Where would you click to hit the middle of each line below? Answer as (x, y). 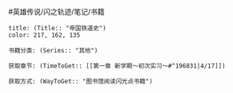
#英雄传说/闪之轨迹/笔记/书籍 (57, 12)
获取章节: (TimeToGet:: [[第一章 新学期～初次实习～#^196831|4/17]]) (117, 66)
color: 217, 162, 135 (44, 35)
